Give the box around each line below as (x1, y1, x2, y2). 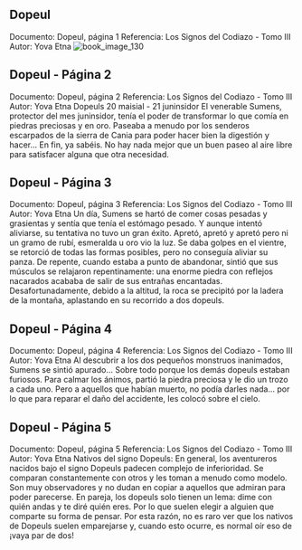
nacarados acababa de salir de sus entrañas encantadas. (9, 276, 223, 287)
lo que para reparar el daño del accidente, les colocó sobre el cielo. (9, 394, 260, 404)
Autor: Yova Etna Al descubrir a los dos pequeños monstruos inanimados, (9, 355, 284, 365)
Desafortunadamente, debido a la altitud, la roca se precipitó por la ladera (9, 285, 284, 297)
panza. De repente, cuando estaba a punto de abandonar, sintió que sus (9, 257, 278, 268)
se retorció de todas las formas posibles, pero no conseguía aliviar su (9, 247, 269, 258)
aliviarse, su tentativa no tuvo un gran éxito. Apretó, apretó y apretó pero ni (9, 228, 289, 239)
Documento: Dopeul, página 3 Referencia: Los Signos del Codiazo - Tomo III (9, 199, 293, 210)
